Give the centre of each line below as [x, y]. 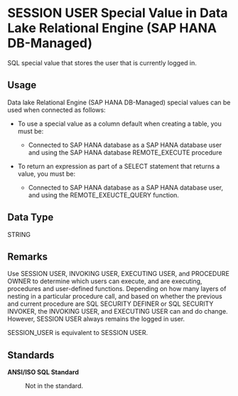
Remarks [28, 257]
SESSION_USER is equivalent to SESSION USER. [78, 333]
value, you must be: [47, 174]
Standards [31, 355]
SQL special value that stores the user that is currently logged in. [102, 62]
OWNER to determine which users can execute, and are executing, [105, 281]
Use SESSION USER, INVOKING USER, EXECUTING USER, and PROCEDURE [118, 274]
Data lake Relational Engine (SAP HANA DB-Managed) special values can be [119, 102]
